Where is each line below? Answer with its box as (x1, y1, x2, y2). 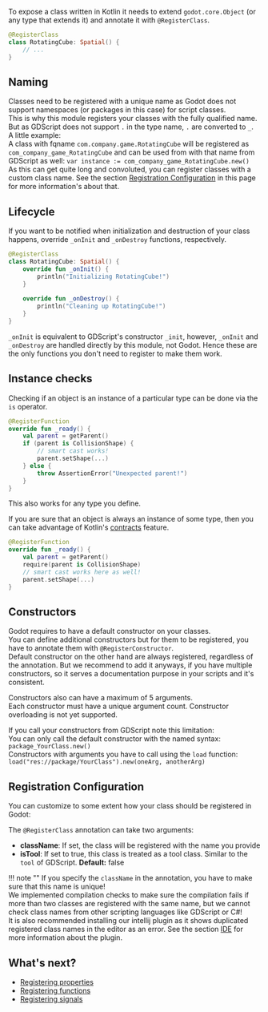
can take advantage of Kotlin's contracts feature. (8, 522, 170, 532)
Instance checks (8, 372, 93, 385)
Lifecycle (8, 204, 55, 219)
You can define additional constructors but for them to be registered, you (8, 635, 250, 644)
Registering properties (19, 978, 94, 986)
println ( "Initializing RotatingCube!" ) (37, 272, 170, 280)
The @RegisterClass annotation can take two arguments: (8, 825, 194, 835)
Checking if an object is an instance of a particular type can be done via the (8, 393, 258, 403)
